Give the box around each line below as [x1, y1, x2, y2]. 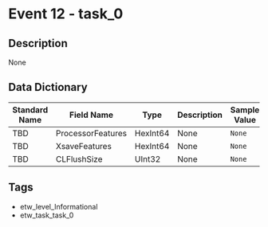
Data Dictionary [8, 80, 88, 94]
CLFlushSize [55, 153, 103, 164]
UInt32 [134, 153, 161, 164]
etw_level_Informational [19, 202, 98, 211]
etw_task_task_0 [19, 210, 74, 220]
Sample [230, 104, 260, 115]
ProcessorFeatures [55, 127, 128, 139]
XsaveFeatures [55, 140, 112, 151]
